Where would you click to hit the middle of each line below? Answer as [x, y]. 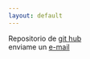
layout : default [35, 16]
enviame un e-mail [39, 47]
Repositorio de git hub [45, 38]
